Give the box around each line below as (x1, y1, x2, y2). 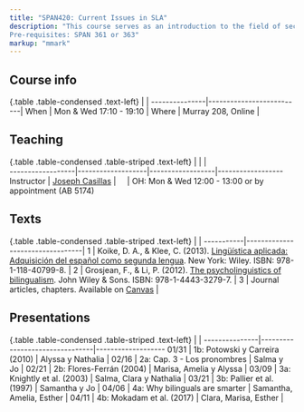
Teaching (9, 132, 63, 148)
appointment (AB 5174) (9, 185, 95, 196)
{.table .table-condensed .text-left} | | (9, 96, 149, 107)
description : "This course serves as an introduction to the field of (9, 22, 281, 31)
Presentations (9, 310, 90, 326)
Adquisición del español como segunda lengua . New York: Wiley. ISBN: (9, 255, 274, 266)
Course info (9, 72, 77, 87)
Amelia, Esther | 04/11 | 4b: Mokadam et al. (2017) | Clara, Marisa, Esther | (9, 392, 284, 403)
